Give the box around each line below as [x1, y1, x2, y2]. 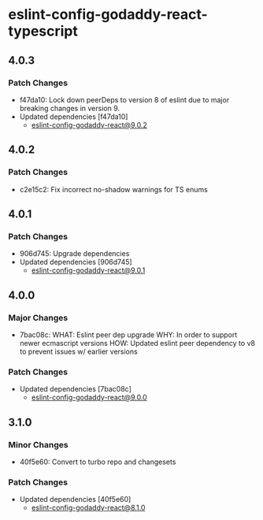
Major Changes [8, 312, 69, 323]
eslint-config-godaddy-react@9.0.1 [31, 266, 146, 275]
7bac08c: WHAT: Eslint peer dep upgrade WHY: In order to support [19, 329, 238, 340]
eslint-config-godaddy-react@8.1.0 [31, 503, 146, 513]
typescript [8, 22, 79, 40]
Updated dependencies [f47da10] [19, 112, 128, 121]
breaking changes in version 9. [19, 103, 120, 113]
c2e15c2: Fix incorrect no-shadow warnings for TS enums [19, 184, 209, 194]
